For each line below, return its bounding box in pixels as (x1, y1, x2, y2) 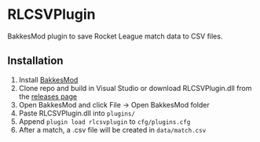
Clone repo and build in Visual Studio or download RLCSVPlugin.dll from (18, 83, 252, 93)
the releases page (18, 92, 78, 101)
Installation (7, 54, 64, 67)
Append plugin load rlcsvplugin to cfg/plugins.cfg (18, 116, 191, 126)
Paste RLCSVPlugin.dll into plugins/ (18, 108, 135, 118)
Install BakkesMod (18, 75, 79, 84)
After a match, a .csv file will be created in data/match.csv (18, 125, 207, 134)
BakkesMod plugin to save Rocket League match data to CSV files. (7, 31, 223, 41)
